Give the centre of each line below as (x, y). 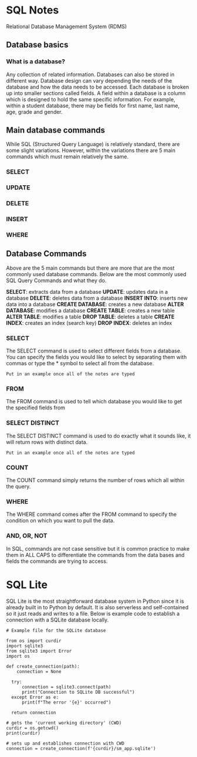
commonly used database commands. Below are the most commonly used (96, 274)
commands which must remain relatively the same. (67, 157)
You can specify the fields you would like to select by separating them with (96, 357)
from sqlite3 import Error (39, 651)
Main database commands (56, 130)
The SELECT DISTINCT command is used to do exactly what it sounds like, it (98, 436)
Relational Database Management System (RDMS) (67, 26)
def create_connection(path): (43, 666)
